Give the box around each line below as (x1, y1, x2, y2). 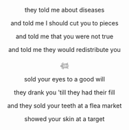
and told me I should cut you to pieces (10, 19, 119, 27)
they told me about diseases (24, 6, 105, 14)
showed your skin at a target (24, 115, 105, 122)
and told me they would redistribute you (8, 46, 121, 53)
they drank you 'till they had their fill (14, 88, 115, 96)
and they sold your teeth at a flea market (7, 102, 122, 109)
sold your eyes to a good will (23, 75, 106, 83)
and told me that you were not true (15, 32, 114, 40)
